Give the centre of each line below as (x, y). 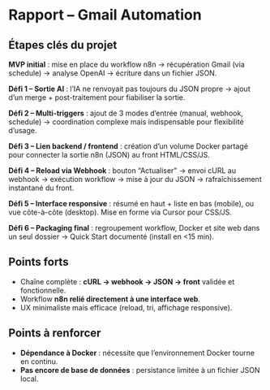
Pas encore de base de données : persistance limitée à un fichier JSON (140, 370)
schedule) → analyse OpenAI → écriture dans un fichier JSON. (113, 73)
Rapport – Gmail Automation (105, 15)
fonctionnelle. (43, 290)
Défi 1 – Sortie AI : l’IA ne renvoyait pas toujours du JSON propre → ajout (129, 89)
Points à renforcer (55, 334)
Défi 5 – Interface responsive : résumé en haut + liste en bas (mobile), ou (131, 204)
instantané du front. (41, 188)
